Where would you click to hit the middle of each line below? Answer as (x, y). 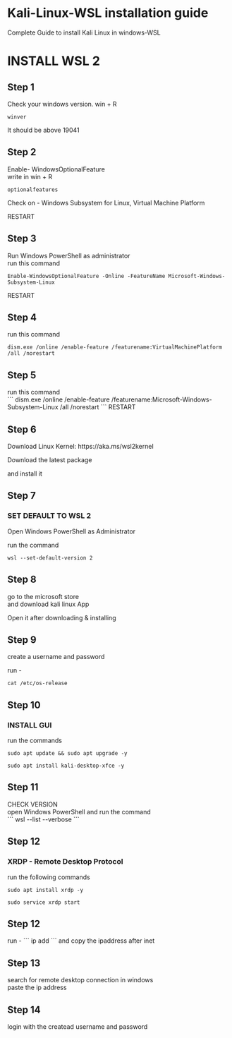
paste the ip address (37, 988)
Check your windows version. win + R (62, 104)
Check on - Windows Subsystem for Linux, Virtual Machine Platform (106, 203)
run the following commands (49, 877)
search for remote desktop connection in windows (80, 980)
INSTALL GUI (30, 725)
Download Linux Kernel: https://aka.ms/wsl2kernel (80, 446)
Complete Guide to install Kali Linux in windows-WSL (84, 32)
